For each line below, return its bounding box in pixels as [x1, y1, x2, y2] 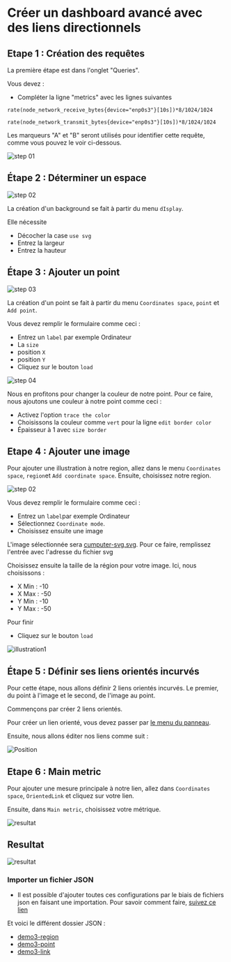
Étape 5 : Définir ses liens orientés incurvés [7, 665, 200, 677]
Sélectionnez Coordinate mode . [17, 519, 106, 528]
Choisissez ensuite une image [17, 527, 104, 535]
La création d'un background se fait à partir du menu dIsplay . [7, 204, 184, 212]
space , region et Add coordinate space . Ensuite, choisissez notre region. [7, 471, 212, 480]
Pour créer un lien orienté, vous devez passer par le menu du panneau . [7, 718, 211, 727]
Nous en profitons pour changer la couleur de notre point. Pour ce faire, [7, 390, 214, 398]
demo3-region [17, 933, 59, 941]
